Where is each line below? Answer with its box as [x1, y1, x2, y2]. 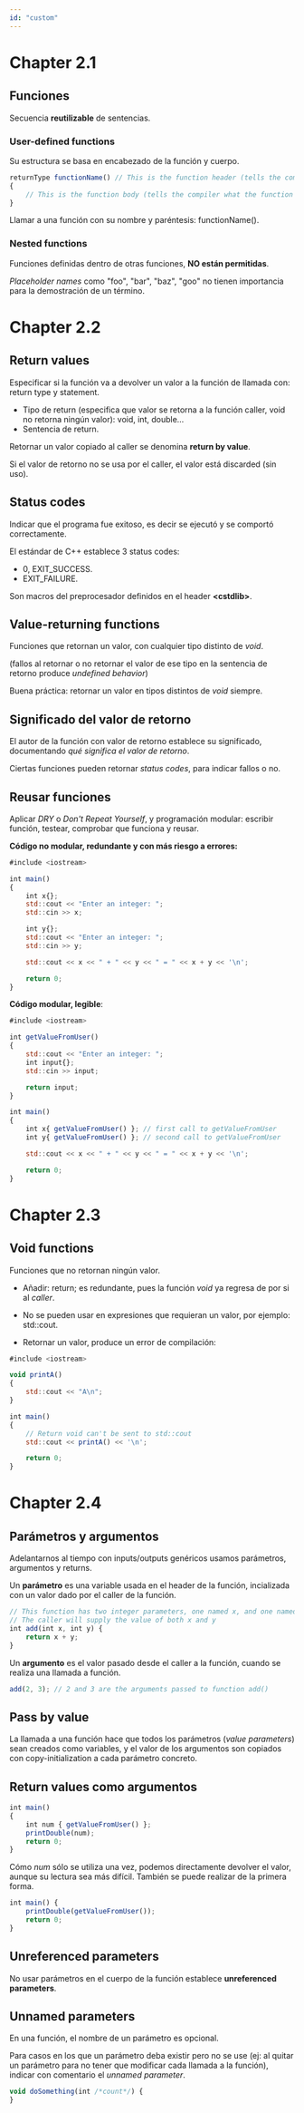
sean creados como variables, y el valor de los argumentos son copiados [9, 1743, 282, 1754]
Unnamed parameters [9, 2009, 136, 2024]
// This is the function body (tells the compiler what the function [25, 189, 294, 199]
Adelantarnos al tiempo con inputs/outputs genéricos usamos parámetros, [9, 1553, 287, 1564]
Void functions [9, 1241, 95, 1256]
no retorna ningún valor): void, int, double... [22, 413, 185, 424]
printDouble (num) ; [25, 1828, 95, 1837]
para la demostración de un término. [9, 285, 145, 296]
